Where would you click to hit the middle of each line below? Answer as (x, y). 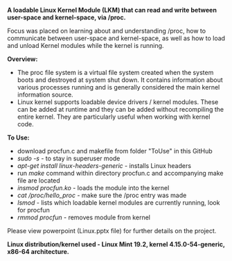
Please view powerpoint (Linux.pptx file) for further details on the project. (112, 231)
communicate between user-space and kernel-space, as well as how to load (116, 38)
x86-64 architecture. (38, 252)
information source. (45, 94)
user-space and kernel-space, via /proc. (66, 17)
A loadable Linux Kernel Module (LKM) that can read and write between (112, 10)
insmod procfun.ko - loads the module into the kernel (93, 188)
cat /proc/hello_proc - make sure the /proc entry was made (102, 195)
